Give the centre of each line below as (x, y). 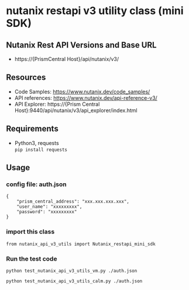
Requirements (32, 129)
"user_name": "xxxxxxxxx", (49, 207)
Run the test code (32, 258)
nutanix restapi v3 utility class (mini (95, 11)
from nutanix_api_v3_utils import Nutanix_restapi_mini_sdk (81, 244)
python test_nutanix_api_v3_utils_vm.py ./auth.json (72, 271)
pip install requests (41, 150)
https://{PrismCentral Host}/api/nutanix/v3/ (67, 59)
